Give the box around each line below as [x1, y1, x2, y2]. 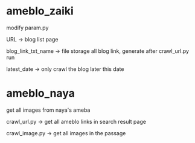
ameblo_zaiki [6, 4, 74, 18]
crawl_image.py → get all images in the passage [6, 129, 126, 136]
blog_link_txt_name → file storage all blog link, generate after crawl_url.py [6, 47, 189, 55]
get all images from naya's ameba [6, 106, 91, 114]
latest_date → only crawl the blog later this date [6, 65, 124, 73]
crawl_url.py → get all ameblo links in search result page [6, 118, 147, 125]
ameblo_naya [6, 87, 75, 100]
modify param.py [6, 24, 49, 31]
